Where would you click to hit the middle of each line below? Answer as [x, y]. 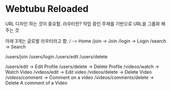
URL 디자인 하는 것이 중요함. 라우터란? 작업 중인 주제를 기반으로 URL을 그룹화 [83, 24]
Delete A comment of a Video [36, 83]
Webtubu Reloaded [47, 9]
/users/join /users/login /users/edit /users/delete [57, 56]
